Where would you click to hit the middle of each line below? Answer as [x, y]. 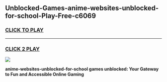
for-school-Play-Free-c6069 [50, 16]
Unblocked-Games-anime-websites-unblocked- [82, 8]
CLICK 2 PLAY [22, 49]
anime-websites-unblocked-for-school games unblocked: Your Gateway [82, 69]
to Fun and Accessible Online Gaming [45, 74]
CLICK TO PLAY [24, 30]
